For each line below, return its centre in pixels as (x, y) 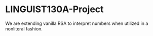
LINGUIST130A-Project (54, 9)
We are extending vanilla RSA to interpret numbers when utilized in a (77, 23)
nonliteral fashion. (24, 28)
